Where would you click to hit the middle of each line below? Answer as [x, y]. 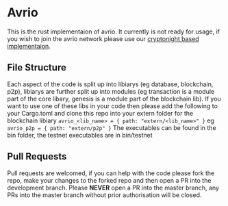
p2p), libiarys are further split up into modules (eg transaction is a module [111, 91]
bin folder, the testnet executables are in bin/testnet [80, 135]
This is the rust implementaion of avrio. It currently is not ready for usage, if [114, 31]
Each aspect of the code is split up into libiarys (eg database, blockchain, [110, 84]
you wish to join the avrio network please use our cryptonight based [103, 38]
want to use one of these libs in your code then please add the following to [112, 106]
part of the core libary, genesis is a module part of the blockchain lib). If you [114, 99]
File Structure [37, 67]
